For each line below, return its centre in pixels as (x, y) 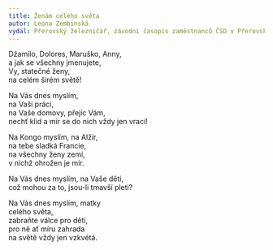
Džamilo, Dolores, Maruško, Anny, (65, 54)
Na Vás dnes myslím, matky (55, 203)
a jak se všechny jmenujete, (55, 62)
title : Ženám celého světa (54, 16)
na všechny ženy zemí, (47, 154)
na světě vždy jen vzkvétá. (53, 238)
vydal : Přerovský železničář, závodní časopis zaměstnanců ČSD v (121, 31)
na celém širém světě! (45, 80)
